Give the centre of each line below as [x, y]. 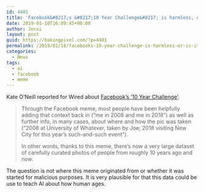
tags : [13, 63]
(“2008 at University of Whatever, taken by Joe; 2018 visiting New [104, 128]
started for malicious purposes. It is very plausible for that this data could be [102, 177]
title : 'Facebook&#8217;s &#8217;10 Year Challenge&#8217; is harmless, [100, 18]
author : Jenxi [24, 29]
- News [20, 57]
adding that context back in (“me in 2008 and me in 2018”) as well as [107, 115]
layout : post [23, 35]
